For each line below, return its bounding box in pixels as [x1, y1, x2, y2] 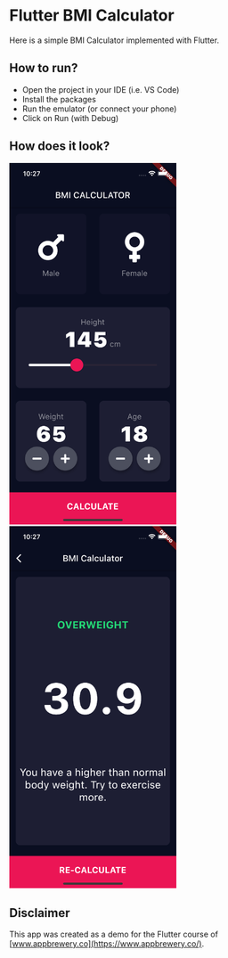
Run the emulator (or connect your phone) [21, 103, 177, 114]
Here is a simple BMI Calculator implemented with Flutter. [9, 35, 220, 45]
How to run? [9, 61, 78, 76]
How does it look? [9, 139, 110, 154]
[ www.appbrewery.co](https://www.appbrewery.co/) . [9, 938, 205, 949]
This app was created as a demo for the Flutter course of [9, 929, 218, 940]
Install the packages [21, 94, 96, 104]
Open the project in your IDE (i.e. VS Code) [21, 84, 180, 94]
